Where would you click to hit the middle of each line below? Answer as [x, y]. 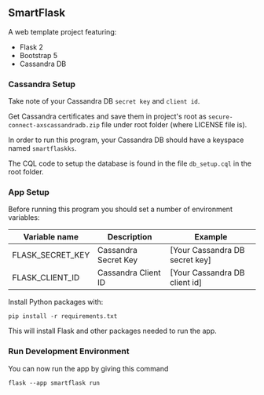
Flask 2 [31, 47]
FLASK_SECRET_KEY [51, 255]
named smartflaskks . [42, 148]
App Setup [29, 192]
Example [211, 237]
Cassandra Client [129, 272]
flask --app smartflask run [54, 383]
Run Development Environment [69, 351]
